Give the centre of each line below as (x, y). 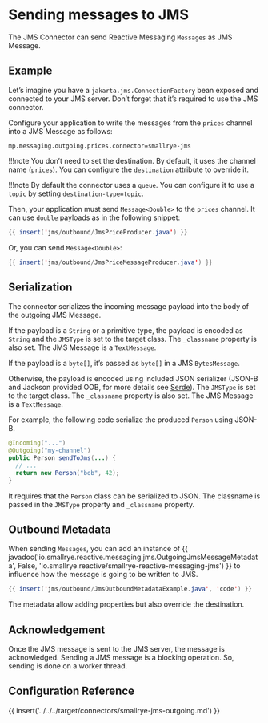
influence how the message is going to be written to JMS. (103, 575)
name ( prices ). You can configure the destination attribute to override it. (129, 169)
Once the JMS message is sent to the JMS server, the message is (117, 649)
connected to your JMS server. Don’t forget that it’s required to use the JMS (133, 99)
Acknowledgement (57, 630)
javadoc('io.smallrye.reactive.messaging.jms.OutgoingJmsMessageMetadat (133, 557)
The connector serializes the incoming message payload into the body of (129, 307)
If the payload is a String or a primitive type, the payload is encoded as (126, 331)
